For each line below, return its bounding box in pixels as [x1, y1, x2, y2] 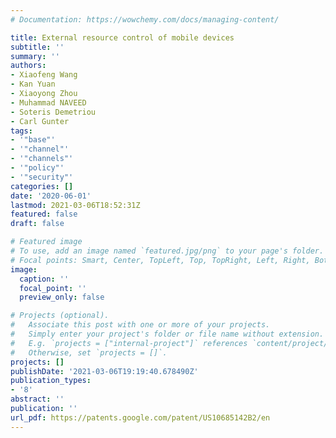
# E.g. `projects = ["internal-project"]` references [10, 338, 248, 348]
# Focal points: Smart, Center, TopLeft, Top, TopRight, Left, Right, [10, 255, 311, 265]
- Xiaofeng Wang [10, 70, 78, 80]
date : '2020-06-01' [10, 191, 92, 201]
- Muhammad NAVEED [10, 97, 87, 108]
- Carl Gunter [10, 116, 70, 126]
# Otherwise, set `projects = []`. [10, 347, 168, 358]
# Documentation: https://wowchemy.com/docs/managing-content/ [10, 14, 280, 25]
